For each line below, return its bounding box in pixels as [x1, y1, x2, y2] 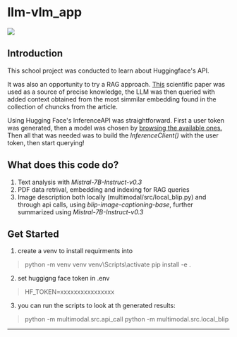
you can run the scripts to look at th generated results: [17, 301, 176, 310]
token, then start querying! [7, 138, 85, 147]
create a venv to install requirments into [17, 247, 133, 255]
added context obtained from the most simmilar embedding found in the [7, 94, 217, 103]
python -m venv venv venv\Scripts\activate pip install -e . [24, 260, 192, 269]
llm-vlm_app [7, 4, 83, 20]
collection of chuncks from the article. [7, 102, 118, 111]
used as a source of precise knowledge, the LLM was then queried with [7, 87, 215, 96]
